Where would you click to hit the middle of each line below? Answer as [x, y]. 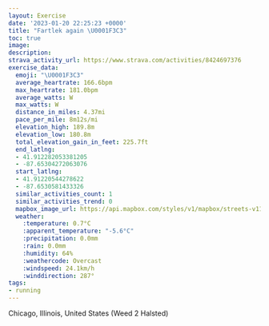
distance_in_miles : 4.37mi [60, 113]
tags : [17, 283]
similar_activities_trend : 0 [64, 201]
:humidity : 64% [48, 253]
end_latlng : [36, 149]
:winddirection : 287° [58, 276]
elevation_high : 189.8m [55, 127]
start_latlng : [39, 172]
